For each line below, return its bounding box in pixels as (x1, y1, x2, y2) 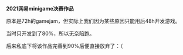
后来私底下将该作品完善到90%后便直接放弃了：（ (6, 43, 123, 49)
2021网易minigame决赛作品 (6, 5, 74, 12)
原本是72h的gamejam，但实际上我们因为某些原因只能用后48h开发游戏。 (6, 18, 181, 25)
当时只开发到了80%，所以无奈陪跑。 (6, 30, 95, 37)
